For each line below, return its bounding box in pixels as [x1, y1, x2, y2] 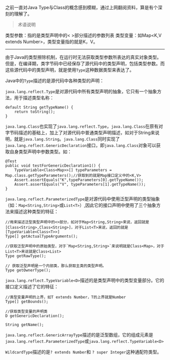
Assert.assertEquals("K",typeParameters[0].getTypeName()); [14, 177, 144, 183]
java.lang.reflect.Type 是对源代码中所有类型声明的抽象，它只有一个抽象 [5, 88, 157, 94]
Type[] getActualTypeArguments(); [5, 234, 78, 239]
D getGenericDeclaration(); [5, 313, 65, 318]
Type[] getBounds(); [5, 299, 49, 304]
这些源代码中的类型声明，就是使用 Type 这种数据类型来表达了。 [5, 67, 134, 73]
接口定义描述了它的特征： [5, 283, 59, 290]
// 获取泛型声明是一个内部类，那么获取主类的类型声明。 [5, 263, 106, 268]
